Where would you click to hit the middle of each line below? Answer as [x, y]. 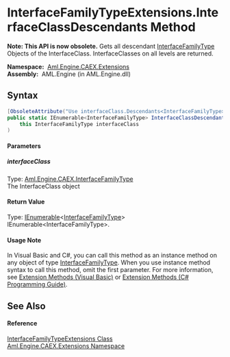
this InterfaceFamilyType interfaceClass [79, 124]
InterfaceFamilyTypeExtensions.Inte [113, 13]
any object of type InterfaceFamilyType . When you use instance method [109, 262]
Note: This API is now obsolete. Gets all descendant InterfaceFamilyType [111, 46]
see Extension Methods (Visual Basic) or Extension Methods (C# [98, 277]
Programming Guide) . [37, 284]
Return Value [26, 202]
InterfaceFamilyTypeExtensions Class [60, 338]
